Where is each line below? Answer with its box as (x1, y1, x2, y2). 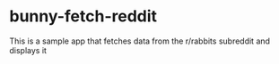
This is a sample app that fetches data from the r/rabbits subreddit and (9, 36, 271, 46)
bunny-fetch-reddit (9, 6, 158, 27)
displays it (9, 44, 48, 55)
